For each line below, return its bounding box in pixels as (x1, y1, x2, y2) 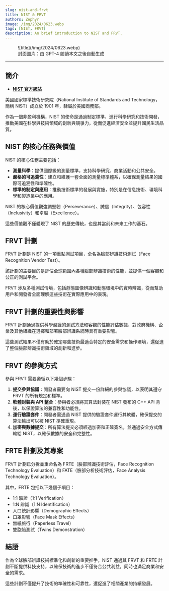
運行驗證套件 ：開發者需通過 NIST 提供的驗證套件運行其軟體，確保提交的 (12, 411, 162, 418)
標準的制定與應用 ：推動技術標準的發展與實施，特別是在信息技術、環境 (12, 186, 158, 192)
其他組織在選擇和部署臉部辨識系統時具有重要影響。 (14, 328, 120, 334)
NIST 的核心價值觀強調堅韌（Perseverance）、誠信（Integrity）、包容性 (5, 203, 151, 209)
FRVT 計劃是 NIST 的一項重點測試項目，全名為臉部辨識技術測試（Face (5, 251, 151, 257)
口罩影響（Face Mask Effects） (12, 514, 78, 520)
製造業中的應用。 (21, 193, 57, 199)
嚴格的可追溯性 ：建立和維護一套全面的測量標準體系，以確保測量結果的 (12, 173, 158, 180)
